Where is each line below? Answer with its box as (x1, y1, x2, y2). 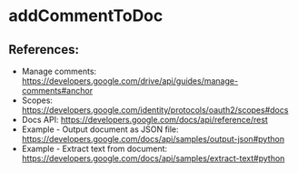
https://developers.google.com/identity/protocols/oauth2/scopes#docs (21, 105, 289, 115)
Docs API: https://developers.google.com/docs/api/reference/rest (21, 115, 269, 125)
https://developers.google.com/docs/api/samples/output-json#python (21, 134, 285, 144)
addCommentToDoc (8, 5, 164, 26)
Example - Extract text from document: (21, 143, 168, 154)
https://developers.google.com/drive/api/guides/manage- (21, 76, 238, 86)
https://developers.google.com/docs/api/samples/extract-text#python (21, 153, 285, 164)
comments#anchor (21, 86, 93, 96)
